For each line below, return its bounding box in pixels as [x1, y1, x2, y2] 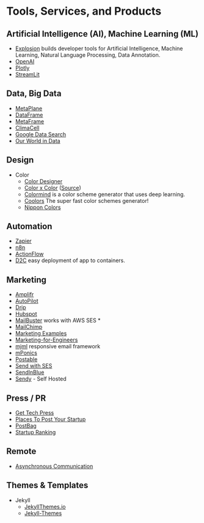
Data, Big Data [6, 89, 62, 99]
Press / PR [6, 393, 46, 403]
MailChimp [15, 323, 43, 331]
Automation [6, 221, 53, 232]
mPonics [15, 349, 38, 357]
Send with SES [15, 362, 53, 370]
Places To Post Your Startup [15, 415, 86, 423]
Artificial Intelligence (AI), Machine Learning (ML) [6, 29, 199, 39]
